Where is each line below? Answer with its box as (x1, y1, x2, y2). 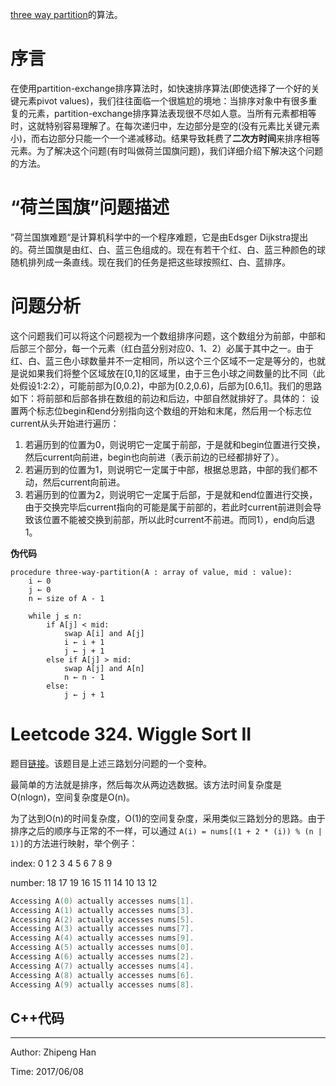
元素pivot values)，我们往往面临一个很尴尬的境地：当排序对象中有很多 (18, 94, 309, 107)
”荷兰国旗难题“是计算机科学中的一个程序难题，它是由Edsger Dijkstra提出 (10, 231, 309, 243)
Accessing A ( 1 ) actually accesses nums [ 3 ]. (10, 905, 195, 915)
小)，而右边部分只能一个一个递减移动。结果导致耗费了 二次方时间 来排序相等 (10, 132, 321, 144)
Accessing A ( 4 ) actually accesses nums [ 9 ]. (10, 933, 195, 943)
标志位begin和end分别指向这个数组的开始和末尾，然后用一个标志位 (36, 404, 312, 417)
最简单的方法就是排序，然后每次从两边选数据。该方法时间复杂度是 (10, 778, 282, 790)
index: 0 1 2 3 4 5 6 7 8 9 (10, 857, 113, 869)
